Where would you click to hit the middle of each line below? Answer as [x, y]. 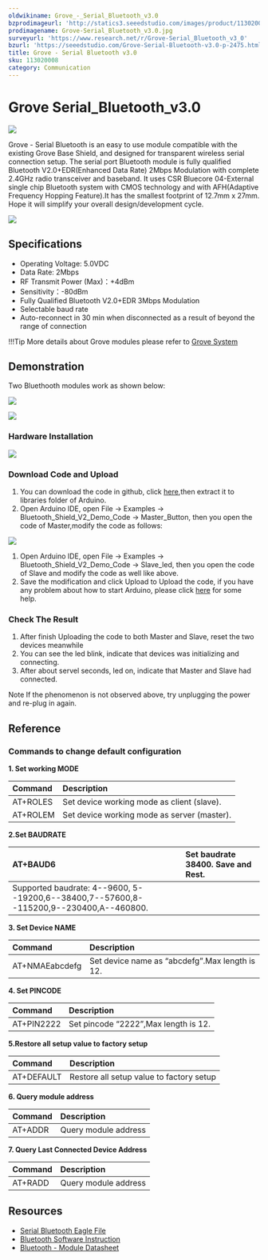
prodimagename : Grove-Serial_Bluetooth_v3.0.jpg [91, 30]
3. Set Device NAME [42, 927]
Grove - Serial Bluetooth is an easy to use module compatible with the [123, 144]
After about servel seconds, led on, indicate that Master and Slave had [135, 671]
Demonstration [47, 366]
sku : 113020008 [33, 61]
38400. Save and [219, 864]
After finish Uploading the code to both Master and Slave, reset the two [137, 637]
